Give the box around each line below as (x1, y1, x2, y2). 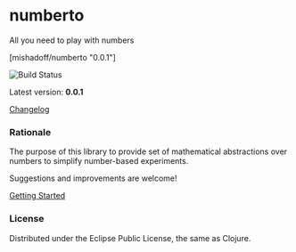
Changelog (9, 103, 50, 114)
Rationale (9, 126, 52, 138)
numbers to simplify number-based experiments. (9, 156, 189, 167)
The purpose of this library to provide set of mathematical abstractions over (9, 146, 288, 157)
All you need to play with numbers (9, 35, 135, 45)
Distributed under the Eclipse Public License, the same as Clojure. (9, 232, 251, 243)
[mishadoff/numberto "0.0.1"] (9, 52, 116, 62)
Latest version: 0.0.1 (9, 86, 84, 97)
